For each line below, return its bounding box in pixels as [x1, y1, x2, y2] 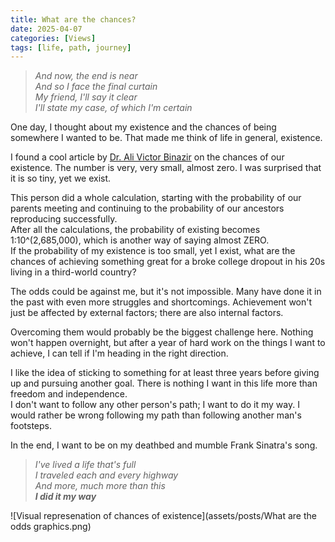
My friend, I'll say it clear [34, 91, 138, 103]
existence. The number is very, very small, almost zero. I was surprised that [10, 162, 322, 174]
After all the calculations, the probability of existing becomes [10, 224, 261, 236]
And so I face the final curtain [34, 81, 158, 93]
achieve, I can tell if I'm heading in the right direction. [10, 347, 229, 360]
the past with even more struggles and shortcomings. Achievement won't [10, 296, 313, 308]
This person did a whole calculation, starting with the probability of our [10, 192, 302, 204]
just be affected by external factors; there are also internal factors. [10, 307, 284, 319]
